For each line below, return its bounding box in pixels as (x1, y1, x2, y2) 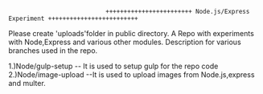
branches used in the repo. (8, 46, 98, 55)
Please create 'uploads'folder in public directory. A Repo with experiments (8, 29, 255, 38)
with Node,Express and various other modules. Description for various (8, 37, 241, 47)
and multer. (8, 79, 46, 88)
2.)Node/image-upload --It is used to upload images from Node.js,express (8, 70, 255, 80)
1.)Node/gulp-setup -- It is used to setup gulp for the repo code (8, 61, 219, 71)
